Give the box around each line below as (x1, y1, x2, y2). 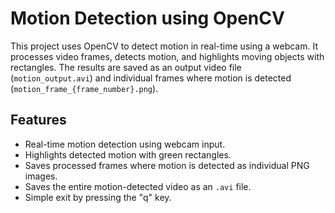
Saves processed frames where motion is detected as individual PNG (24, 159, 310, 171)
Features (10, 112, 67, 129)
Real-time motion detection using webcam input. (24, 138, 226, 150)
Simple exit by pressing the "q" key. (24, 191, 172, 203)
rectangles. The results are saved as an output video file (10, 61, 242, 73)
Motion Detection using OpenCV (10, 7, 285, 30)
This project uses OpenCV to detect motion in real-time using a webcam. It (10, 40, 318, 52)
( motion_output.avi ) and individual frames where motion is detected (10, 72, 292, 84)
